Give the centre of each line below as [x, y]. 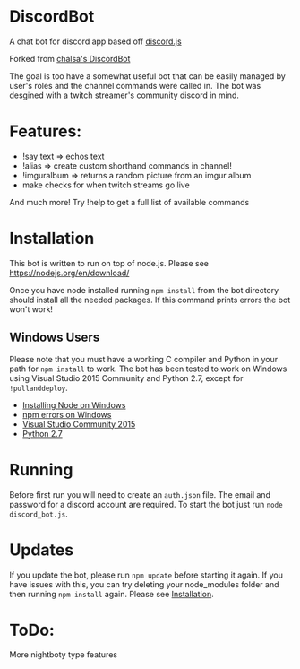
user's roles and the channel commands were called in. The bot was [135, 85]
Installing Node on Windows [74, 404]
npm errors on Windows [67, 414]
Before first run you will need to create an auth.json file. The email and [140, 494]
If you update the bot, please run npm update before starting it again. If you [146, 575]
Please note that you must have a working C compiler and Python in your [144, 359]
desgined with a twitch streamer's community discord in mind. [124, 95]
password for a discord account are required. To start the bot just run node [146, 504]
